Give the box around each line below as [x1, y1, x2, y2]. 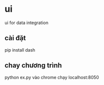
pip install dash [4, 47, 35, 53]
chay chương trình [4, 61, 62, 70]
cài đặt [4, 34, 26, 42]
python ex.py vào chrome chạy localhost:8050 [4, 74, 99, 80]
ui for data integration [4, 20, 49, 26]
